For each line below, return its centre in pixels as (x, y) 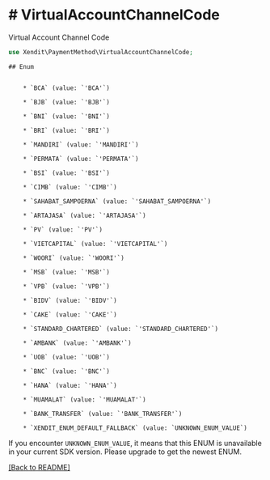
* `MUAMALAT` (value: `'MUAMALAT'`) (85, 399)
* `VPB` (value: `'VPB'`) (67, 286)
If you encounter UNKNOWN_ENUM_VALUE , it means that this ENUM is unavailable (135, 443)
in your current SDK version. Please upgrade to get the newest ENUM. (125, 452)
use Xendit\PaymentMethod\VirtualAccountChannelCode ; (101, 52)
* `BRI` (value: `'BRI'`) (67, 130)
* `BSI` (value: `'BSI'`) (67, 173)
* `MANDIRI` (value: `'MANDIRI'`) (81, 144)
